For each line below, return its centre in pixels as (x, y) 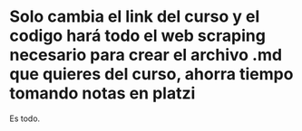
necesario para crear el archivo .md (146, 55)
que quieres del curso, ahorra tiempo (151, 75)
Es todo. (25, 118)
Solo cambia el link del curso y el (135, 17)
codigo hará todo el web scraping (137, 36)
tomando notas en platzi (102, 94)
